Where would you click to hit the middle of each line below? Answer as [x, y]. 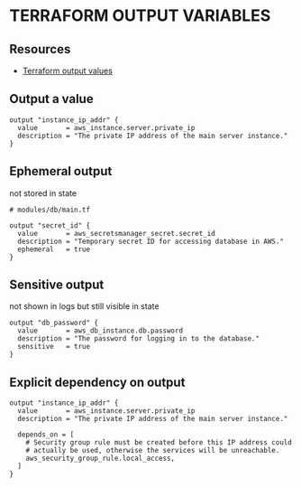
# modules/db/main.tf [50, 210]
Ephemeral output [61, 171]
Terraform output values [67, 70]
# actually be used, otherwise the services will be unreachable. [153, 451]
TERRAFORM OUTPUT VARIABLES [140, 16]
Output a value [51, 99]
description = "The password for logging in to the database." [138, 339]
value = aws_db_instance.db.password [100, 331]
